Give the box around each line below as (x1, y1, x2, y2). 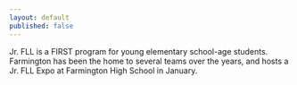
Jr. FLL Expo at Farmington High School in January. (9, 64, 198, 76)
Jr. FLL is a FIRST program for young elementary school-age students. (9, 46, 268, 56)
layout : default (9, 13, 70, 22)
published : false (9, 21, 74, 30)
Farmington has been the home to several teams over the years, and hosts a (9, 55, 289, 66)
